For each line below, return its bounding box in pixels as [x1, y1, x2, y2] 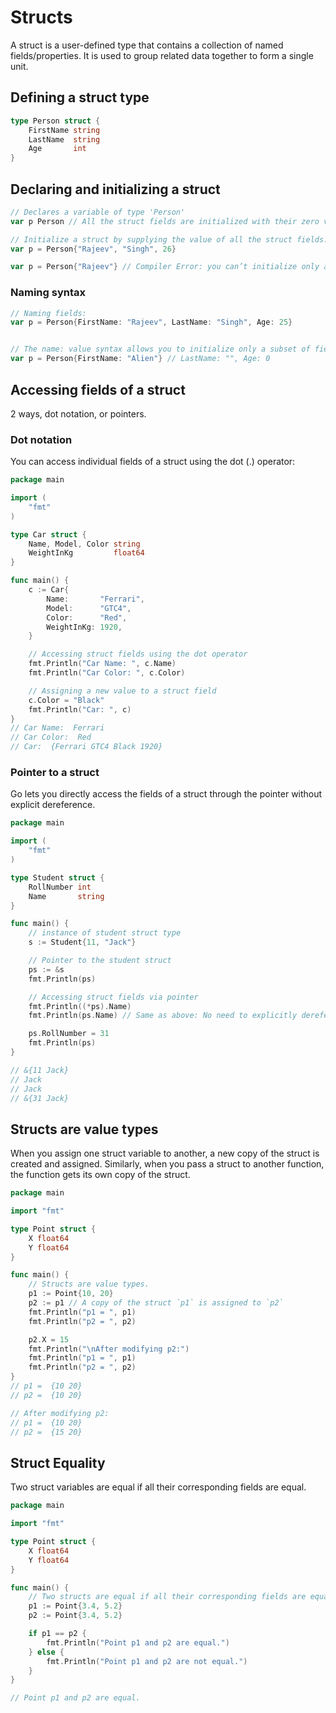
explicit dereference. [10, 799, 96, 811]
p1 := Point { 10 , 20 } [28, 1289, 114, 1299]
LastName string [28, 134, 101, 145]
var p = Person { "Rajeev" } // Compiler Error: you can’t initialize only [10, 262, 320, 272]
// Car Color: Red [10, 732, 92, 743]
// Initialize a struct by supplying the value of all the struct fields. [10, 234, 329, 245]
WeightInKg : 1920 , [46, 622, 123, 632]
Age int [28, 144, 87, 154]
